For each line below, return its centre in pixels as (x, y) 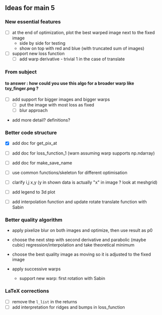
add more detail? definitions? (41, 120)
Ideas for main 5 (30, 8)
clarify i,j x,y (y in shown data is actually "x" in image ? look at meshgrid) (85, 182)
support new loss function (38, 53)
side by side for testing (42, 43)
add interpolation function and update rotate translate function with (79, 202)
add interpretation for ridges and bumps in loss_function (68, 307)
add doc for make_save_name (42, 163)
